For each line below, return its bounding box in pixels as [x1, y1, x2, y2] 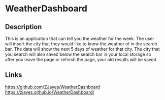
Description [5, 23, 42, 31]
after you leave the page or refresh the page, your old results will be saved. [5, 57, 158, 62]
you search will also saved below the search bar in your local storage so [5, 51, 152, 57]
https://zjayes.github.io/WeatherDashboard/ [5, 89, 95, 95]
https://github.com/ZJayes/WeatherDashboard [5, 84, 100, 90]
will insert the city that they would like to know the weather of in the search [5, 41, 158, 47]
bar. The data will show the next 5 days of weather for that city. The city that [5, 46, 160, 52]
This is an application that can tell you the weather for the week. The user [5, 35, 154, 41]
